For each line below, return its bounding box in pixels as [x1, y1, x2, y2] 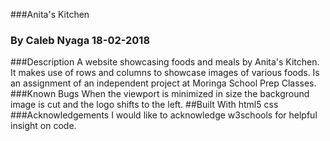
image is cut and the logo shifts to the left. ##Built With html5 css [10, 99, 279, 111]
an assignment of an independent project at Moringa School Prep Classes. [10, 77, 317, 89]
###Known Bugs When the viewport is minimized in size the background [10, 88, 310, 100]
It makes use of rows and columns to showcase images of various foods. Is [10, 67, 320, 79]
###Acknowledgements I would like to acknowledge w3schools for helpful [10, 109, 318, 121]
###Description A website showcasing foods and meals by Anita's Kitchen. [10, 56, 320, 68]
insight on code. [10, 120, 77, 132]
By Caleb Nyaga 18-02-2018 [10, 33, 151, 47]
